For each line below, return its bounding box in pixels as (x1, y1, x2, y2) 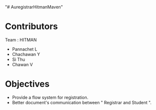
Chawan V (12, 61, 33, 67)
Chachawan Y (12, 51, 40, 57)
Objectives (5, 79, 50, 90)
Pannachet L (12, 46, 37, 52)
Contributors (5, 21, 58, 32)
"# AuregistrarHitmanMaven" (5, 4, 63, 10)
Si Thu (12, 56, 25, 62)
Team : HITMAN (5, 37, 37, 42)
